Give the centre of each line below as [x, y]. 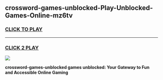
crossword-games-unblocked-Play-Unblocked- [79, 8]
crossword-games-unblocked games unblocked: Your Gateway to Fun [77, 67]
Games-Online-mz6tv [39, 16]
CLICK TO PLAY [24, 30]
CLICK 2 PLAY [22, 48]
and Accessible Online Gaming [37, 72]
